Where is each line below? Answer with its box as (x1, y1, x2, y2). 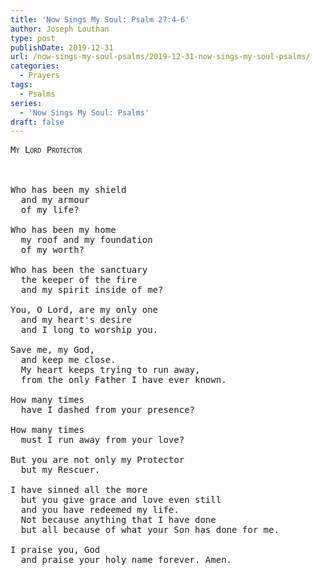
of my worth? (20, 244, 85, 256)
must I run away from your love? (20, 434, 185, 446)
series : (10, 98, 43, 108)
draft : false (10, 117, 65, 127)
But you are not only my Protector (10, 454, 185, 466)
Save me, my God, (10, 344, 95, 356)
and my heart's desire (20, 314, 132, 326)
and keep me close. (20, 354, 117, 366)
